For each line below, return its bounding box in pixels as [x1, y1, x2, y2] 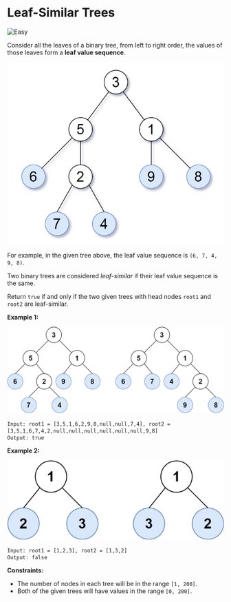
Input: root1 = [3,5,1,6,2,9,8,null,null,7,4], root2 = [7, 420, 170, 428]
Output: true [7, 434, 45, 442]
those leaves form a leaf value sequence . [7, 48, 126, 56]
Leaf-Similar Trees [7, 5, 115, 21]
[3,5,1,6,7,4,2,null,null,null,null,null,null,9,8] [7, 427, 158, 435]
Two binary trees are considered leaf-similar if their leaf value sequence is [7, 272, 219, 280]
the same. [7, 279, 36, 287]
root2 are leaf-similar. [7, 300, 69, 308]
